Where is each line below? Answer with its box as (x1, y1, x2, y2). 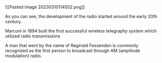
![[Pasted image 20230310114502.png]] (5, 4, 85, 10)
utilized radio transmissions (5, 33, 60, 39)
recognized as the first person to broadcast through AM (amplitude (5, 48, 140, 53)
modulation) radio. (5, 53, 42, 59)
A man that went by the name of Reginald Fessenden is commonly (5, 43, 139, 48)
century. (5, 19, 22, 24)
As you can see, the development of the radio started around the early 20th (5, 14, 158, 19)
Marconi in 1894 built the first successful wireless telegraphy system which (5, 28, 157, 33)
